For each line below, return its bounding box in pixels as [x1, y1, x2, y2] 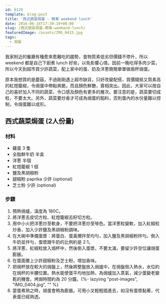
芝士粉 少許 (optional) [12, 182, 56, 188]
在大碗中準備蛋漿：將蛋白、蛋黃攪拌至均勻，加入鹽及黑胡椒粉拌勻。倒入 [12, 233, 160, 239]
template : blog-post [5, 12, 48, 17]
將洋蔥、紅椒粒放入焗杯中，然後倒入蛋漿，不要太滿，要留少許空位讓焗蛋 [12, 245, 160, 251]
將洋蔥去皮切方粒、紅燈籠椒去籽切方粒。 [12, 214, 95, 220]
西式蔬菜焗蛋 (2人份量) [5, 117, 75, 126]
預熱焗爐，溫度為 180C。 [12, 208, 63, 214]
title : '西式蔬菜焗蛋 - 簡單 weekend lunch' [5, 16, 92, 21]
